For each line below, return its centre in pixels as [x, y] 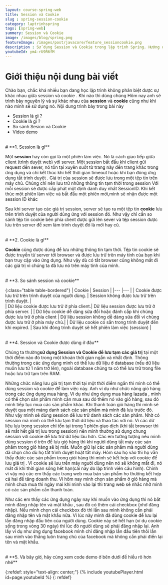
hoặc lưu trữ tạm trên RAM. [33, 374]
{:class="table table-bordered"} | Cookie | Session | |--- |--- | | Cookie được [83, 290]
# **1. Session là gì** [27, 147]
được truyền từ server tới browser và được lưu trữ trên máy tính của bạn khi [82, 255]
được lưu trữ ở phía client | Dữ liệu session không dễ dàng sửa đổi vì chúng [82, 317]
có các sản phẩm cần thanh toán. [39, 490]
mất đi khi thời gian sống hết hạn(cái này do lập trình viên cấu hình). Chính [82, 468]
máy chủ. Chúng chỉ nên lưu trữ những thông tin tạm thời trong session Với [82, 183]
